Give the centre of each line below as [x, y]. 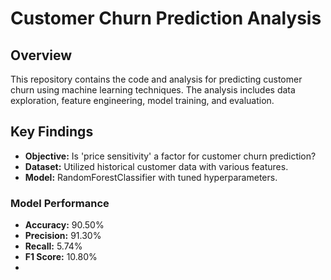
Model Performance [60, 203]
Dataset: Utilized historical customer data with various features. [156, 166]
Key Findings [52, 132]
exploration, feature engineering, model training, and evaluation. [142, 100]
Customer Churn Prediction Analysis [166, 18]
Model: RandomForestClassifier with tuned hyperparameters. [151, 177]
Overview [41, 55]
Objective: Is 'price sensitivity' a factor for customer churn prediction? [170, 156]
